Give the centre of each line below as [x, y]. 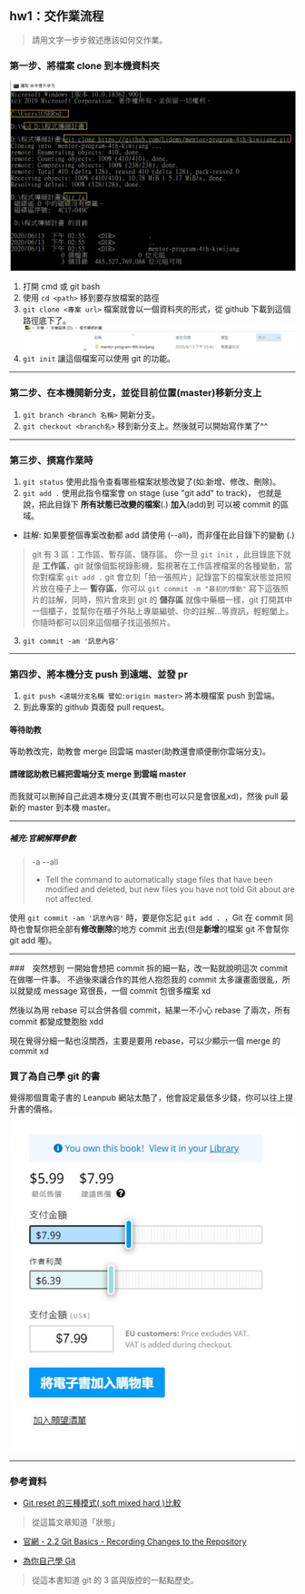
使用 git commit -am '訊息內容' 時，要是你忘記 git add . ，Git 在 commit [146, 917]
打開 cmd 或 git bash [61, 287]
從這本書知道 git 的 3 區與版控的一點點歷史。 [115, 1580]
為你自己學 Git [49, 1561]
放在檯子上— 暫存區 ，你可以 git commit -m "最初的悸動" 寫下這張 [160, 588]
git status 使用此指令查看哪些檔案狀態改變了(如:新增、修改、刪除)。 [152, 481]
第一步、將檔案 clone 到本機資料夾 [85, 65]
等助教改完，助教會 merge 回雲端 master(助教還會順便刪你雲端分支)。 [140, 751]
